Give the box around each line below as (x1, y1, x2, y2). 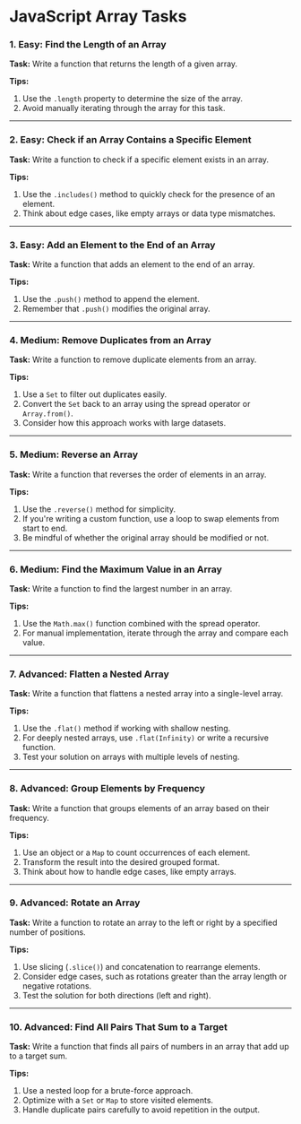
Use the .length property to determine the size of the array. (21, 93, 244, 104)
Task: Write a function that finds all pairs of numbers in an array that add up (9, 1042, 289, 1052)
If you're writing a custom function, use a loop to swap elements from (21, 513, 279, 523)
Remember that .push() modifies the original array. (21, 303, 211, 315)
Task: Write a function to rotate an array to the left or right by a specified (9, 917, 278, 928)
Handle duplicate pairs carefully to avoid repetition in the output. (21, 1104, 261, 1115)
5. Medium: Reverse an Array (9, 448, 139, 461)
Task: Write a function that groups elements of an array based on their (9, 802, 270, 813)
